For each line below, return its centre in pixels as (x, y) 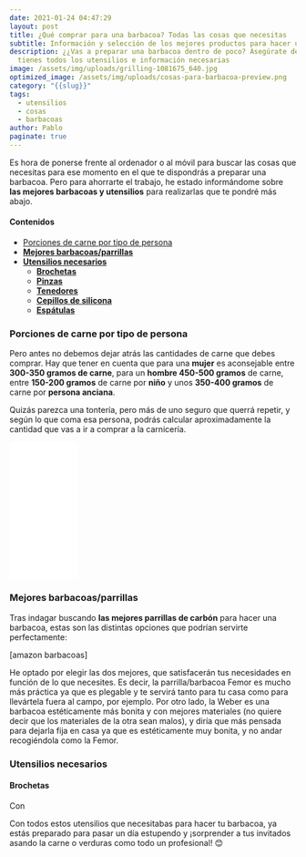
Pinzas (50, 281)
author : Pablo (36, 129)
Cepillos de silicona (74, 301)
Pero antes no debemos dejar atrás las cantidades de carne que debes (143, 354)
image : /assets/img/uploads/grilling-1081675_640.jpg (114, 69)
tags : (20, 94)
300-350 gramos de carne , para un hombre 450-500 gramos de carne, (147, 373)
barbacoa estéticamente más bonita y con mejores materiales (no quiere (146, 711)
